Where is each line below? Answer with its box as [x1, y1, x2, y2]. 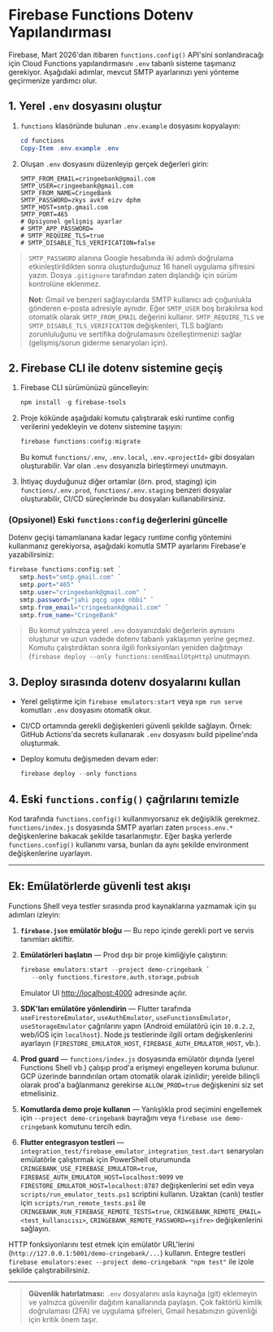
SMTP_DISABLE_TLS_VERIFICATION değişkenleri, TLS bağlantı [28, 320, 223, 330]
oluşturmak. [19, 738, 61, 748]
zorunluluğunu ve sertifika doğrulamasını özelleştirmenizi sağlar [28, 329, 242, 339]
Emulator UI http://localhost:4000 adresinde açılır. [19, 987, 188, 997]
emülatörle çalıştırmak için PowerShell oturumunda [19, 1154, 191, 1164]
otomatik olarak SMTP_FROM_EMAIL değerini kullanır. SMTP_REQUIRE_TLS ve [28, 311, 265, 322]
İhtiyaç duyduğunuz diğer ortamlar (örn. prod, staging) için [19, 477, 217, 487]
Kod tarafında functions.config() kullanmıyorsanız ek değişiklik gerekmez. [8, 814, 260, 823]
